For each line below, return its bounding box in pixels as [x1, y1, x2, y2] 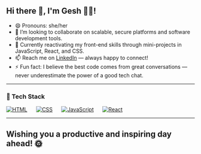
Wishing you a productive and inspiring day [6, 129, 172, 139]
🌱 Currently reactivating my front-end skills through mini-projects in [14, 41, 182, 48]
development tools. [14, 34, 63, 42]
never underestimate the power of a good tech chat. [14, 71, 144, 78]
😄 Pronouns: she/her [14, 22, 68, 29]
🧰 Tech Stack [6, 92, 45, 101]
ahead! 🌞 [6, 138, 43, 149]
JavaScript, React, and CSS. [14, 47, 85, 55]
